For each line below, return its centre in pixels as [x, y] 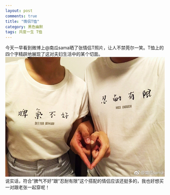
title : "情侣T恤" [22, 21]
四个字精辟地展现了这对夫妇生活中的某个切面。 [54, 54]
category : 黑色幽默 [24, 27]
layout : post [19, 11]
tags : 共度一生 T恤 [24, 32]
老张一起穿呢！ [34, 187]
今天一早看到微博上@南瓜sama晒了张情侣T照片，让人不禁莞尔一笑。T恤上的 [84, 48]
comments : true [21, 16]
